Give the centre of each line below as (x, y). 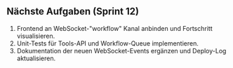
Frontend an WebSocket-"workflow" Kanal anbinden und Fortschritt (114, 28)
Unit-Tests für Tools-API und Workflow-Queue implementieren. (108, 43)
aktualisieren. (36, 58)
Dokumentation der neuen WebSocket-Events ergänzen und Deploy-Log (121, 50)
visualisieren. (36, 36)
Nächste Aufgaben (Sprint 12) (73, 12)
